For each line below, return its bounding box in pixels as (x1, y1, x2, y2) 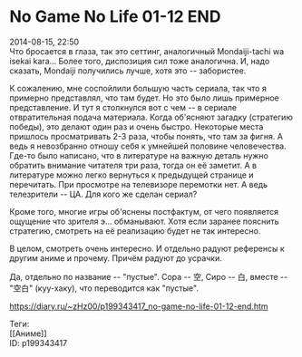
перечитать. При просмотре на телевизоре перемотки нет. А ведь (9, 178, 268, 189)
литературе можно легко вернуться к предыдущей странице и (9, 169, 254, 180)
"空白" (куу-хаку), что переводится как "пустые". (9, 283, 200, 294)
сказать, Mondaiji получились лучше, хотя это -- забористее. (9, 65, 247, 76)
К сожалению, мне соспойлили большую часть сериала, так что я (9, 82, 268, 93)
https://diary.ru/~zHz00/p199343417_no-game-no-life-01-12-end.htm (9, 301, 269, 312)
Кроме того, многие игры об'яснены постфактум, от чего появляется (9, 206, 279, 217)
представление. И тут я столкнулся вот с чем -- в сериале (9, 101, 238, 112)
